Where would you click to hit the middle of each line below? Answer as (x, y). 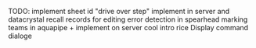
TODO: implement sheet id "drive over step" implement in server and (119, 11)
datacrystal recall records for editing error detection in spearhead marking (128, 19)
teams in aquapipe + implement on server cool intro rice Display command (128, 27)
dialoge (20, 36)
